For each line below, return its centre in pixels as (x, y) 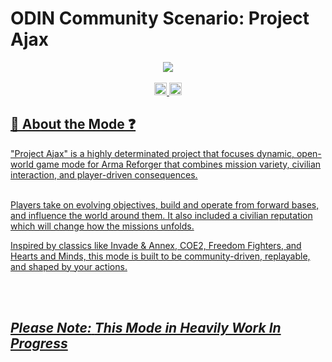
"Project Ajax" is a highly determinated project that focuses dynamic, (152, 153)
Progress (39, 343)
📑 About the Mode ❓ (73, 124)
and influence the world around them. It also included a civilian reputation (161, 215)
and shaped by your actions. (69, 266)
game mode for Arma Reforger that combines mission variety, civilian (178, 164)
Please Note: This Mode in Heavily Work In (146, 328)
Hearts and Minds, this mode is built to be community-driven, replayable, (160, 256)
